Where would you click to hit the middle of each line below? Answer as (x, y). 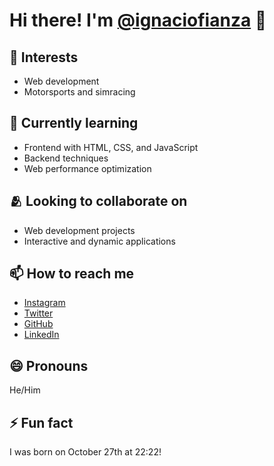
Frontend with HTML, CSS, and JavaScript (111, 147)
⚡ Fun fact (41, 422)
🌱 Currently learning (74, 123)
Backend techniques (66, 158)
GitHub (38, 324)
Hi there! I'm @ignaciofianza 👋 (138, 20)
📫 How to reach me (72, 274)
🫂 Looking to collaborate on (98, 201)
